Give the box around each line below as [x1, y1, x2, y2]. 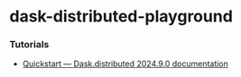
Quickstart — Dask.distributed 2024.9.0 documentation [22, 58, 228, 69]
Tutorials [9, 38, 50, 51]
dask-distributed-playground [9, 6, 233, 27]
